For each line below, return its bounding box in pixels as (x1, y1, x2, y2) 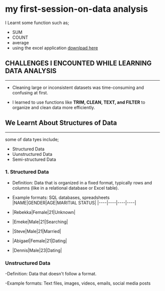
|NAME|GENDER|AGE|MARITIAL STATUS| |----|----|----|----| (12, 200, 137, 205)
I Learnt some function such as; (5, 20, 69, 26)
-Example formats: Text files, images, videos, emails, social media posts (5, 280, 151, 286)
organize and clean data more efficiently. (12, 104, 95, 110)
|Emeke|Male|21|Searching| (12, 219, 68, 225)
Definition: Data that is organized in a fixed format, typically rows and (12, 179, 152, 185)
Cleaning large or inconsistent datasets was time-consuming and (12, 85, 144, 90)
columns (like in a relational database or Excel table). (12, 185, 119, 191)
